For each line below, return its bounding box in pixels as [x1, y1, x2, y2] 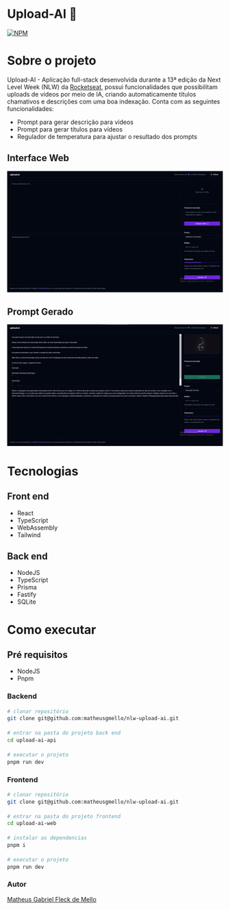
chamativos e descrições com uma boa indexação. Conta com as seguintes [7, 97, 220, 106]
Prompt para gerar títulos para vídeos [16, 125, 123, 133]
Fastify [16, 591, 36, 599]
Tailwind [16, 530, 41, 539]
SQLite [16, 598, 36, 606]
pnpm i [7, 842, 26, 849]
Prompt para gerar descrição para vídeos [16, 118, 133, 126]
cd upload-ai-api [7, 737, 57, 744]
